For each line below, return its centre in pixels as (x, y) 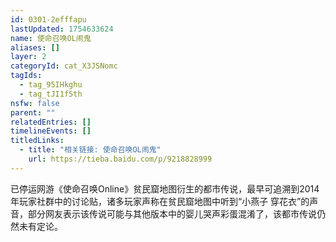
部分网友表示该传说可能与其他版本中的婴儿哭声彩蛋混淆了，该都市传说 (172, 213)
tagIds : (26, 76)
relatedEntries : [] (51, 122)
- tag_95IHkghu (51, 85)
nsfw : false (35, 103)
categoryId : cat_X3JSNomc (64, 66)
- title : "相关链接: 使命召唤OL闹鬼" (90, 150)
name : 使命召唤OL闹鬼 (51, 38)
